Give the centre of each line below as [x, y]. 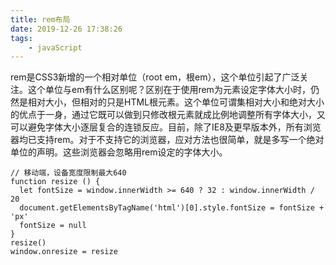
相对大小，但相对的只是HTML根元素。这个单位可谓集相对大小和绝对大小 [176, 102]
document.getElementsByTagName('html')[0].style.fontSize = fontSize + [172, 208]
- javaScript [55, 47]
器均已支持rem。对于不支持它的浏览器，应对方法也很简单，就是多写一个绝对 [167, 140]
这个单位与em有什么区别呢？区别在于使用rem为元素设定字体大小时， [169, 90]
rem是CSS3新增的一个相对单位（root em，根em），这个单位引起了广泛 [155, 77]
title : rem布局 [40, 19]
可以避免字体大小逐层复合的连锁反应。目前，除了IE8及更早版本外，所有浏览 [166, 127]
